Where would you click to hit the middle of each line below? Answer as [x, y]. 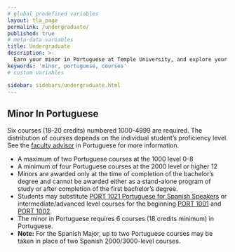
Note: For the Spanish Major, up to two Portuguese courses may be [115, 234]
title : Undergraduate [39, 46]
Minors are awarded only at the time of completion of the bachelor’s [115, 174]
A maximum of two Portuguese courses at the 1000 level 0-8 [105, 159]
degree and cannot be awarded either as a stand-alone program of [114, 181]
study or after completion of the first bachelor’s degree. [98, 189]
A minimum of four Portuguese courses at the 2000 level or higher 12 [117, 166]
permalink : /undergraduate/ [48, 27]
